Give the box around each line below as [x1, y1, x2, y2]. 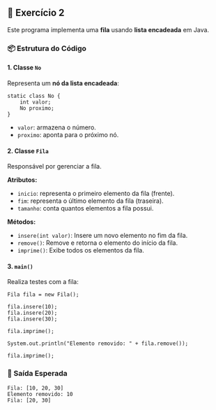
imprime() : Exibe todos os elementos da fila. [17, 246, 144, 255]
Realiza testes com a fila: [7, 278, 79, 286]
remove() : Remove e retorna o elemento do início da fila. [17, 239, 178, 247]
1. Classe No [7, 64, 42, 72]
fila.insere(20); [7, 309, 58, 317]
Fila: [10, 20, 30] [7, 384, 64, 392]
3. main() [7, 262, 33, 270]
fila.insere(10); [7, 304, 58, 311]
